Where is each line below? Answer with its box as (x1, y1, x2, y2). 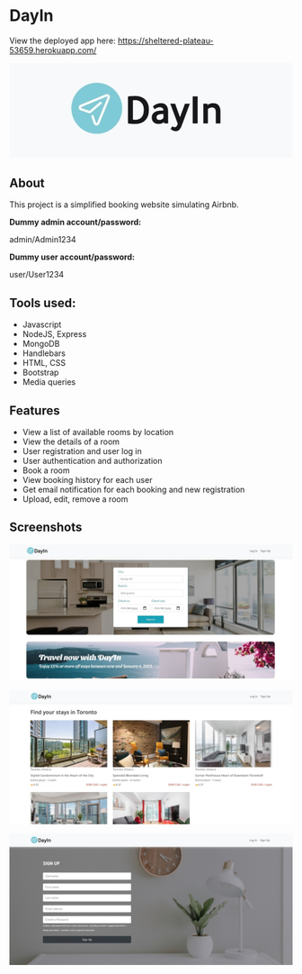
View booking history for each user (22, 475, 153, 485)
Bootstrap (22, 367, 59, 378)
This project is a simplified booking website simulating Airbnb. (9, 199, 240, 210)
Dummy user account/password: (9, 251, 135, 262)
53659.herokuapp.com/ (9, 44, 97, 55)
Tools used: (9, 295, 76, 311)
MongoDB (22, 339, 60, 350)
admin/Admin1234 (9, 234, 76, 245)
